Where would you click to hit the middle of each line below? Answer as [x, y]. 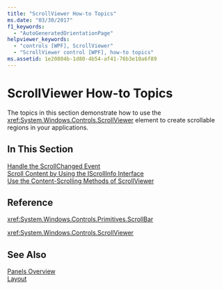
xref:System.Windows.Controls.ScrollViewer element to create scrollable [111, 120]
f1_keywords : [26, 26]
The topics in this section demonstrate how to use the [84, 113]
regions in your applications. [48, 127]
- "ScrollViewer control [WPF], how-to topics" [84, 53]
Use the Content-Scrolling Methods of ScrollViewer [81, 181]
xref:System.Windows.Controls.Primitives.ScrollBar [80, 219]
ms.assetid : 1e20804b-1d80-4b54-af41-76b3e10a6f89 [82, 59]
